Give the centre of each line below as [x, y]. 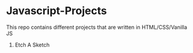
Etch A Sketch [32, 45]
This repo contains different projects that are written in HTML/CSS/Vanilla [97, 27]
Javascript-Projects [57, 11]
